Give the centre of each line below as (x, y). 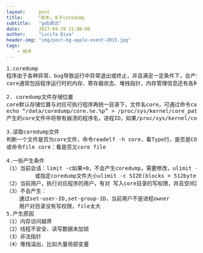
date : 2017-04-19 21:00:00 (48, 29)
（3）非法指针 (24, 236)
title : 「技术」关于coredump (46, 18)
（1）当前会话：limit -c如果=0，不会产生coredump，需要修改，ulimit (99, 168)
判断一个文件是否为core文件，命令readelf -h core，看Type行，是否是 (98, 139)
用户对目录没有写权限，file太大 (60, 206)
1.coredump (22, 68)
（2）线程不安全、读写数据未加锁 (48, 229)
